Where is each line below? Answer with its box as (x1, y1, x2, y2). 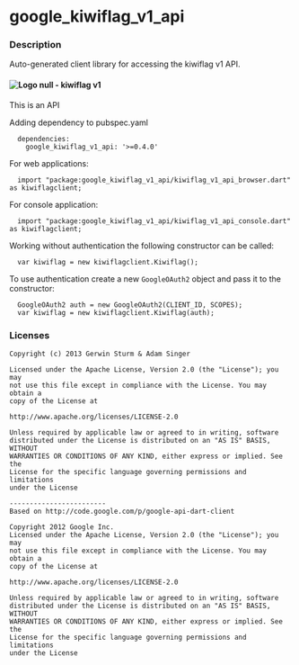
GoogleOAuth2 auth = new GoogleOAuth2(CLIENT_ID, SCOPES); (17, 300, 243, 310)
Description (9, 39, 62, 51)
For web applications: (9, 157, 90, 168)
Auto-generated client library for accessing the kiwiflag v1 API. (9, 58, 241, 69)
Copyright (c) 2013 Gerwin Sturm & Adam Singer (9, 349, 191, 358)
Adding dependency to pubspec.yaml (9, 117, 148, 128)
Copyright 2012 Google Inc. (9, 522, 115, 532)
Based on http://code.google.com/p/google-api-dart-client (9, 507, 235, 516)
